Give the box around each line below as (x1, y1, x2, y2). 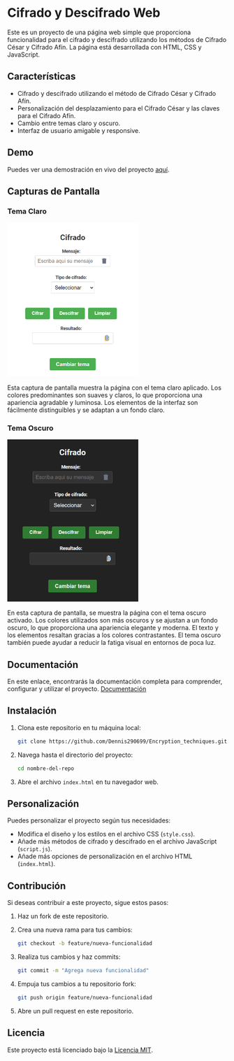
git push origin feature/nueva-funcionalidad (17, 994, 152, 1001)
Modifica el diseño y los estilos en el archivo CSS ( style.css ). (17, 830, 196, 839)
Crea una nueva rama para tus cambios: (17, 925, 133, 934)
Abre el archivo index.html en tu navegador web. (17, 778, 159, 786)
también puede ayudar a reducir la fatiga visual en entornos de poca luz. (7, 639, 217, 647)
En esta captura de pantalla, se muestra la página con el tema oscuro (7, 608, 207, 617)
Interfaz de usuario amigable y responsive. (17, 126, 141, 134)
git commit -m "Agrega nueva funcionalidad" (17, 967, 149, 974)
